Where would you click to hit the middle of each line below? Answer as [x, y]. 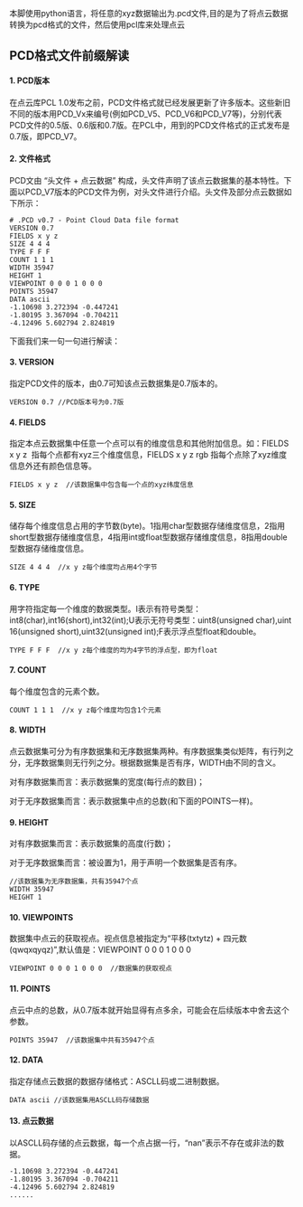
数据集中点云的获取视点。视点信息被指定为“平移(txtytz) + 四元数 [129, 938]
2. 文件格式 [30, 159]
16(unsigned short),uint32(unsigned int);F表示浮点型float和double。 [135, 631]
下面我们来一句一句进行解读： [64, 341]
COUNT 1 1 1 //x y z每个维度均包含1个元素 [86, 710]
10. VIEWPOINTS [41, 917]
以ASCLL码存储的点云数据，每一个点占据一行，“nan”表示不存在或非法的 [143, 1143]
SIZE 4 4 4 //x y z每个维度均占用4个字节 [83, 568]
